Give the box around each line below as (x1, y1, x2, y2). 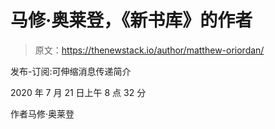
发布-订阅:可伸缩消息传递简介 (10, 65, 132, 77)
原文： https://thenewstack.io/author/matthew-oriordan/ (34, 44, 265, 56)
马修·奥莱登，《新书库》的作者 (10, 9, 253, 32)
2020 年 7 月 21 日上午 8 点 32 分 (10, 86, 147, 98)
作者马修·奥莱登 (10, 107, 75, 120)
